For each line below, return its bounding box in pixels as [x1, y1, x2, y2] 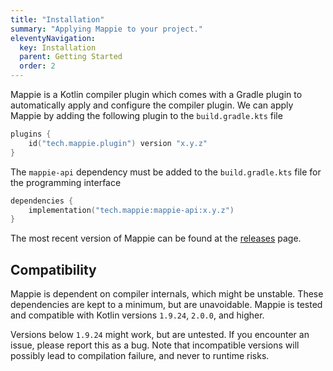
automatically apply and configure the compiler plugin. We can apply [10, 99, 294, 111]
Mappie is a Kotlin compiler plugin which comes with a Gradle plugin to [10, 89, 303, 100]
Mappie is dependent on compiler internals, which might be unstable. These [10, 288, 324, 300]
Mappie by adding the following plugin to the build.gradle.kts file [10, 110, 283, 121]
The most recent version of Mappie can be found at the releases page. [10, 232, 302, 245]
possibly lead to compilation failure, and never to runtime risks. [10, 350, 270, 362]
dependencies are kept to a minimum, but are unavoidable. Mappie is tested [10, 299, 323, 311]
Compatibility [10, 261, 97, 278]
